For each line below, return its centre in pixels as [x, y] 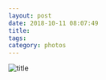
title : [19, 30]
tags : [17, 38]
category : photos [37, 46]
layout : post [30, 16]
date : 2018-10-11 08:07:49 [53, 23]
